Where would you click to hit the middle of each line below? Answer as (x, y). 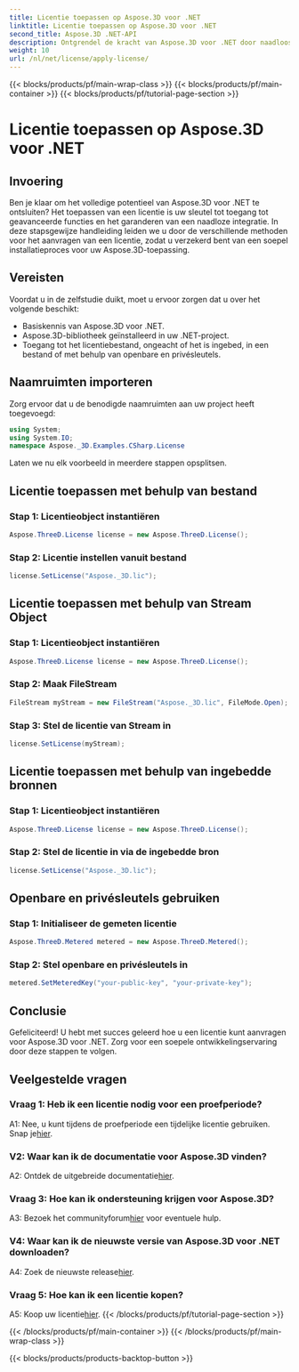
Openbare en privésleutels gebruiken (115, 898)
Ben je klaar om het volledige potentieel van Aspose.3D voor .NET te (134, 202)
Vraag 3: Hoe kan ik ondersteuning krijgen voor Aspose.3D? (141, 1199)
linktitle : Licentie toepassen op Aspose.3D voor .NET (113, 26)
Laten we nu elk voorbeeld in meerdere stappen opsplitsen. (118, 463)
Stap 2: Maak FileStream (63, 684)
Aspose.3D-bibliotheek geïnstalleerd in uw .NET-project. (125, 335)
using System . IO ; (41, 438)
